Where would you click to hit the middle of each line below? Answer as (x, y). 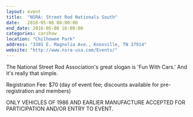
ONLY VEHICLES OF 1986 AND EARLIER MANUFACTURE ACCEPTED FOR (96, 102)
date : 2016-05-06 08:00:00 (42, 22)
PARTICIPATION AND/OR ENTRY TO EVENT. (60, 108)
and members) (53, 91)
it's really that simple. (32, 73)
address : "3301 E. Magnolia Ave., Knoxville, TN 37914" (76, 45)
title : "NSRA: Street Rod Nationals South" (62, 17)
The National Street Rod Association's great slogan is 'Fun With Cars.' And (97, 67)
